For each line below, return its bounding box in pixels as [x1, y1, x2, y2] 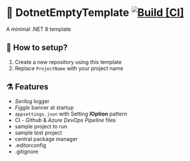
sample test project [14, 129, 62, 136]
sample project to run [14, 123, 68, 130]
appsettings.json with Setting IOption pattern [14, 110, 128, 117]
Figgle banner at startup [14, 104, 74, 111]
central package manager [14, 135, 78, 142]
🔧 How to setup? [6, 43, 68, 53]
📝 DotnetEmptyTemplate [6, 6, 129, 20]
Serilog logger [14, 98, 50, 105]
